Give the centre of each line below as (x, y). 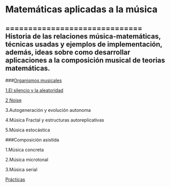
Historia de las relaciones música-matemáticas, (83, 36)
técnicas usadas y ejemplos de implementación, (84, 44)
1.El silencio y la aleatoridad (34, 90)
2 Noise (14, 100)
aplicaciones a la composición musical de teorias (85, 60)
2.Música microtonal (27, 160)
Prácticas (15, 179)
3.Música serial (21, 169)
